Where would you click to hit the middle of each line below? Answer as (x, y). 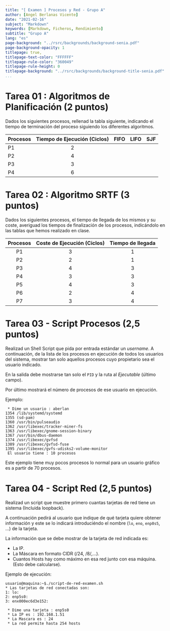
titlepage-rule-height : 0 (32, 66)
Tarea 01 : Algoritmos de (58, 96)
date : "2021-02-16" (26, 19)
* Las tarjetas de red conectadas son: (47, 588)
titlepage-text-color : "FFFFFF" (39, 57)
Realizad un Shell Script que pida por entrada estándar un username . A (79, 348)
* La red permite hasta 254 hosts (44, 623)
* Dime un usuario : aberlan (38, 409)
